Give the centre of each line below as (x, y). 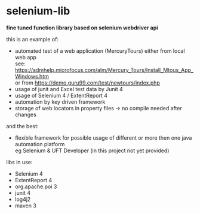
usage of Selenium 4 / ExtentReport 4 (61, 95)
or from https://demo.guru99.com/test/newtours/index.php (87, 83)
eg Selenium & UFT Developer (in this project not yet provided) (92, 150)
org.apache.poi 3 (36, 186)
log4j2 (23, 199)
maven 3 (26, 206)
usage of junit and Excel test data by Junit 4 (69, 89)
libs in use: (19, 162)
